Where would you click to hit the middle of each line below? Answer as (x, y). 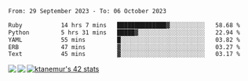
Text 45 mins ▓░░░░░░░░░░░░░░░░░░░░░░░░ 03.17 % (124, 55)
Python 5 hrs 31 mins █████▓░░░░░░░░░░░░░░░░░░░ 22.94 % (124, 32)
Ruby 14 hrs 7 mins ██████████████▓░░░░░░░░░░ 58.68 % (124, 25)
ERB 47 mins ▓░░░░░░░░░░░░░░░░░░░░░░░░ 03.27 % (124, 47)
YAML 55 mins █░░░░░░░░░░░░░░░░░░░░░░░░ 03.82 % (124, 40)
